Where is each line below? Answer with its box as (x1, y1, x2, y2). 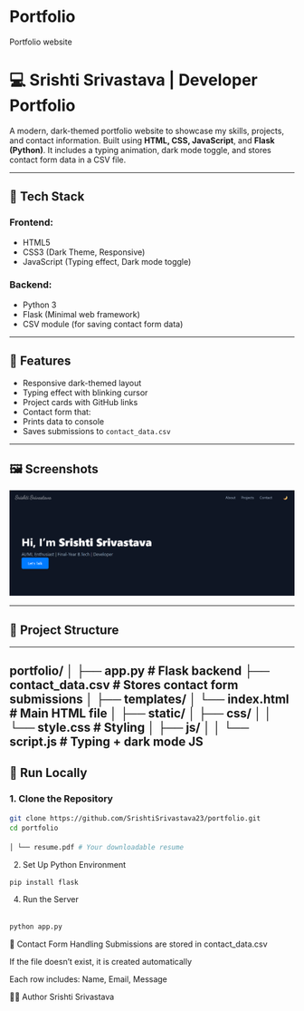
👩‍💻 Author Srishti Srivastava (9, 991, 115, 1003)
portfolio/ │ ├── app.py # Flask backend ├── (9, 664, 270, 679)
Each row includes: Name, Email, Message (9, 974, 167, 985)
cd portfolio (9, 823, 59, 832)
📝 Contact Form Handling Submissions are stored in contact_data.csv (9, 938, 269, 949)
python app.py (9, 922, 63, 931)
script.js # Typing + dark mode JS (9, 734, 204, 750)
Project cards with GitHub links (22, 396, 138, 407)
